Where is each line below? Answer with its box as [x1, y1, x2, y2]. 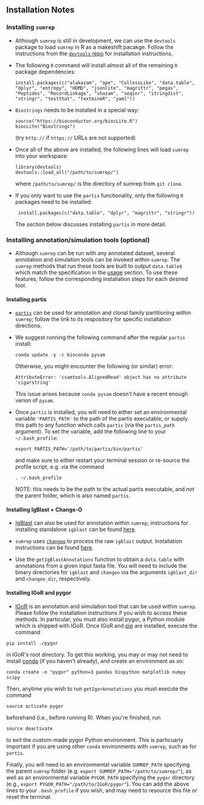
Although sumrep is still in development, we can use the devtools [15, 36, 176, 44]
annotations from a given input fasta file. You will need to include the [15, 562, 187, 569]
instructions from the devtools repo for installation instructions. [15, 50, 173, 57]
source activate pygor [6, 703, 64, 709]
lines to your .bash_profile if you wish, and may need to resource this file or [6, 786, 197, 794]
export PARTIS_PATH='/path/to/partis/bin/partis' [15, 446, 144, 452]
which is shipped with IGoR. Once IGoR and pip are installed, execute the [15, 622, 197, 629]
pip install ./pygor [6, 640, 59, 646]
